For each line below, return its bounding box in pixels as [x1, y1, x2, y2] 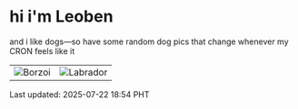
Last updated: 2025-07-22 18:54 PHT [9, 88, 150, 100]
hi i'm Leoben [9, 6, 114, 27]
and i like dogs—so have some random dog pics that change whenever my [9, 36, 289, 47]
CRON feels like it [9, 45, 75, 56]
